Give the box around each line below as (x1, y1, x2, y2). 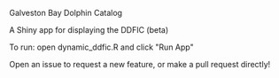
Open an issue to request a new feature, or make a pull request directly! (9, 59, 271, 69)
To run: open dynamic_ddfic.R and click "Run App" (9, 42, 194, 52)
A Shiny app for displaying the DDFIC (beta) (9, 25, 169, 35)
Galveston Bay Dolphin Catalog (9, 8, 122, 18)
